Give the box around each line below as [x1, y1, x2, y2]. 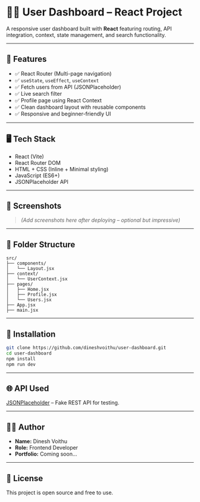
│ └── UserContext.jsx [6, 276, 68, 282]
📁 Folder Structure [6, 239, 76, 249]
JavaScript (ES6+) [14, 172, 60, 179]
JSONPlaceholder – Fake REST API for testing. [6, 399, 120, 406]
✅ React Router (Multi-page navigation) [14, 70, 112, 77]
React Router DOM [14, 159, 61, 166]
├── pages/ [6, 281, 33, 287]
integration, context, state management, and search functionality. [6, 31, 167, 38]
